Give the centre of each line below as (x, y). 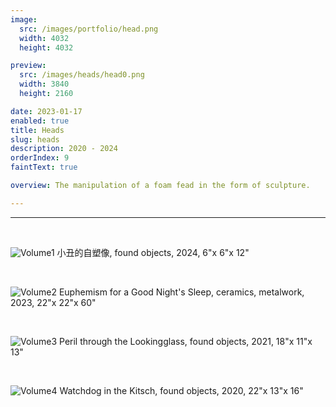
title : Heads (37, 130)
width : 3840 (44, 84)
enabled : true (40, 121)
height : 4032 (46, 47)
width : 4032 (44, 38)
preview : (28, 66)
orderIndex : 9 (40, 158)
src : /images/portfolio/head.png (89, 29)
